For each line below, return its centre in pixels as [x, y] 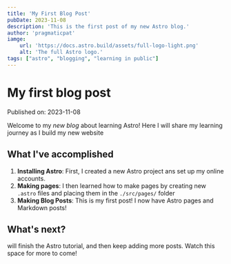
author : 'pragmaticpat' [41, 33]
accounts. [31, 178]
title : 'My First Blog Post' [49, 13]
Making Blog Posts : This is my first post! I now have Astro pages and [115, 200]
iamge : [17, 39]
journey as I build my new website [56, 133]
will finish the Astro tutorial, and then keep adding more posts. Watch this [111, 246]
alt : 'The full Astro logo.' [61, 53]
